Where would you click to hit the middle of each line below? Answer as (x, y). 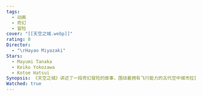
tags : (13, 12)
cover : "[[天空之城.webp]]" (40, 34)
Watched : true (24, 84)
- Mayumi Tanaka (32, 61)
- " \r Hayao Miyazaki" (39, 51)
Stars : (14, 56)
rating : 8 (19, 39)
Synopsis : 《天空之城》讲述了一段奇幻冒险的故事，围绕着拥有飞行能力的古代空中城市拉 (100, 78)
